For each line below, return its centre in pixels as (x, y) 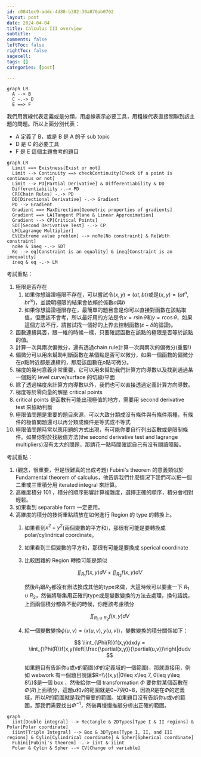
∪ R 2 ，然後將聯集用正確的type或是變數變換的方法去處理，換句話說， (109, 596)
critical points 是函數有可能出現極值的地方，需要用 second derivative (100, 399)
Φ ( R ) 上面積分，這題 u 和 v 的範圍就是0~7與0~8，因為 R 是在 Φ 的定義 (105, 690)
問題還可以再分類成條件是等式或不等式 (83, 422)
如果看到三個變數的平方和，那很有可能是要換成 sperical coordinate (106, 548)
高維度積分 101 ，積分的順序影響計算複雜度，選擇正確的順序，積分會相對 (104, 492)
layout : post (23, 17)
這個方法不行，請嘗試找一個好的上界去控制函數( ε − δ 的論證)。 (100, 325)
